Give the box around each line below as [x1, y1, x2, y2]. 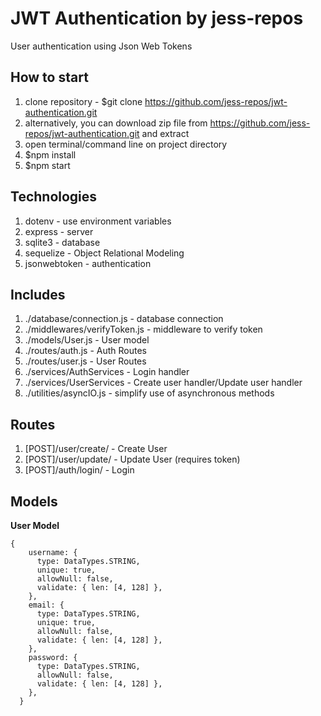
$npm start [24, 159, 71, 171]
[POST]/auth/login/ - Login [24, 464, 135, 476]
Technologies [10, 188, 98, 206]
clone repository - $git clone [24, 95, 143, 107]
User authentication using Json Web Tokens [10, 40, 193, 52]
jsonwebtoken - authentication [24, 257, 152, 269]
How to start [10, 69, 89, 86]
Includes [10, 286, 66, 303]
